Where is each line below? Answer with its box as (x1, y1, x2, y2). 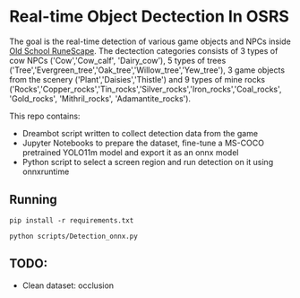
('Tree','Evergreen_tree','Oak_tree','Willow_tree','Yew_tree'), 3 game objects (9, 65, 285, 75)
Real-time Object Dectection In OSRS (9, 6, 289, 27)
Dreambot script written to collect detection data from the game (21, 127, 258, 138)
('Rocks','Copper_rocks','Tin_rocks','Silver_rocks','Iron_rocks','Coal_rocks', (9, 83, 282, 94)
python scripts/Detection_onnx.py (9, 232, 139, 241)
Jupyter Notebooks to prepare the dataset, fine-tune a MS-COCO (21, 137, 264, 148)
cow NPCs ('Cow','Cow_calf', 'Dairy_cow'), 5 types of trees (9, 55, 227, 66)
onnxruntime (21, 166, 70, 177)
